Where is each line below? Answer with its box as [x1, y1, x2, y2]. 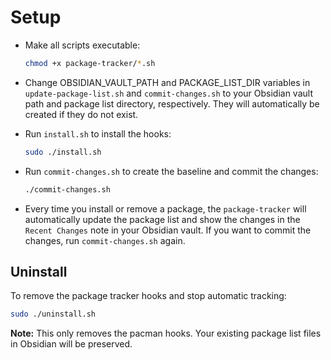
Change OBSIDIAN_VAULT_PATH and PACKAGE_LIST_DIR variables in [24, 76, 311, 88]
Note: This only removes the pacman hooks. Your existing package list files [10, 327, 322, 340]
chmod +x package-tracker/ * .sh [24, 58, 156, 68]
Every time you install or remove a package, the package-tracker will [24, 202, 307, 215]
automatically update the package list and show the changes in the [24, 213, 301, 225]
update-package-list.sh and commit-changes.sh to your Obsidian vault [24, 87, 313, 99]
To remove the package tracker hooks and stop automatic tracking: [10, 290, 287, 302]
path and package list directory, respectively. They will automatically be [24, 97, 320, 110]
